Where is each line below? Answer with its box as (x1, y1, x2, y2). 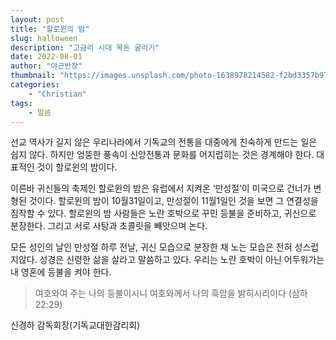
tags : (10, 98, 33, 108)
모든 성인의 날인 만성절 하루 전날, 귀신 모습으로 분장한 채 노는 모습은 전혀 (10, 241, 293, 253)
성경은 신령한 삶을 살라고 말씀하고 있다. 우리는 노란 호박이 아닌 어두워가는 (39, 254, 325, 266)
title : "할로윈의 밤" (10, 24, 90, 34)
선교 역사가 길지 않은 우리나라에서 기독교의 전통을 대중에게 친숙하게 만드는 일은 (10, 136, 318, 148)
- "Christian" (28, 89, 87, 99)
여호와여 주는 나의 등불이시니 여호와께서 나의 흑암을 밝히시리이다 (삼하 (34, 287, 308, 300)
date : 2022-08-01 (10, 52, 83, 62)
